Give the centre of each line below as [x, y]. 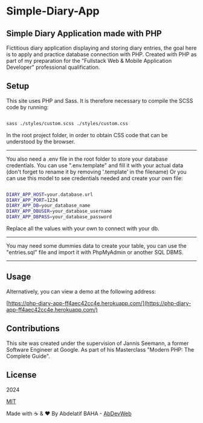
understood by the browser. [41, 141]
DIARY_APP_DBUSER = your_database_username [59, 211]
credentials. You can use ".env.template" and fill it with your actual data [95, 165]
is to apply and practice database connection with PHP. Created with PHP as [101, 54]
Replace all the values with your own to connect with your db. [83, 228]
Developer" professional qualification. [53, 67]
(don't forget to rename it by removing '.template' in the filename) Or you [97, 172]
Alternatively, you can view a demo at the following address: [81, 291]
